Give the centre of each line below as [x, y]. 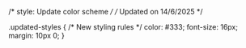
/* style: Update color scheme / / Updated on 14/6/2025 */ [106, 12]
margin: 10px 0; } [36, 36]
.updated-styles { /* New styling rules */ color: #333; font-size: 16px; [123, 27]
